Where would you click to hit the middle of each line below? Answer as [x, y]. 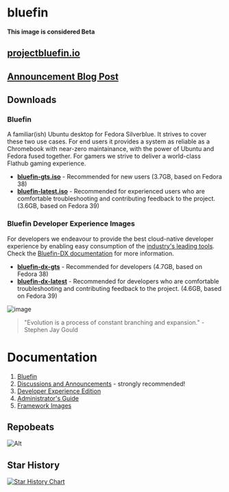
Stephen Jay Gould [51, 329]
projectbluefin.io [44, 53]
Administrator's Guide [48, 398]
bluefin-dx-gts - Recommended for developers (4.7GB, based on [110, 266]
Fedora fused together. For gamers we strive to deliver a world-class [104, 156]
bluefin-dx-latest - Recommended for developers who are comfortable [118, 281]
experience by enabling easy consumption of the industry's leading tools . [111, 246]
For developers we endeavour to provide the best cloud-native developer [110, 239]
